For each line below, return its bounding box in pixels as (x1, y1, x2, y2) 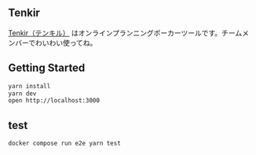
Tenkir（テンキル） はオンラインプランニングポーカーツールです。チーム (8, 28, 243, 38)
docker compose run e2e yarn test (8, 139, 122, 148)
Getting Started (8, 61, 86, 75)
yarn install (8, 82, 51, 90)
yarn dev (8, 90, 37, 98)
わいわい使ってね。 (35, 38, 97, 47)
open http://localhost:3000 (8, 97, 101, 105)
